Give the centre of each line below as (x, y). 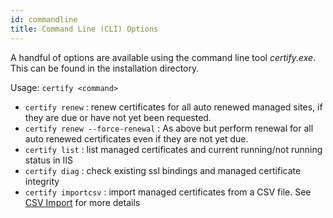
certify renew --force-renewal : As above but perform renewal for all (169, 128)
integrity (42, 181)
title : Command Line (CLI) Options (84, 29)
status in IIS (48, 160)
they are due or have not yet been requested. (118, 117)
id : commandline (44, 19)
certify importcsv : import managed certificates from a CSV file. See (168, 192)
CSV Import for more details (82, 202)
